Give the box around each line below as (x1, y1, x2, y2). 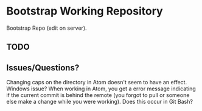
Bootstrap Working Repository (6, 4, 163, 18)
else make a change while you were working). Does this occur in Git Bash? (6, 98, 193, 106)
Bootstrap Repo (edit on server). (6, 24, 87, 32)
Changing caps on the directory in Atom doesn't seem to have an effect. (6, 79, 187, 86)
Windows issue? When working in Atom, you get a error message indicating (6, 85, 196, 92)
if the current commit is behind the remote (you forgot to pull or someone (6, 92, 190, 99)
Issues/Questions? (6, 62, 80, 73)
